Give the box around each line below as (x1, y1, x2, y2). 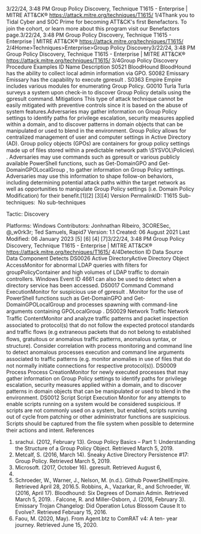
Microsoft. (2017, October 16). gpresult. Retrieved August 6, (14, 464, 162, 471)
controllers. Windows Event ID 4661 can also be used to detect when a (6, 276, 181, 282)
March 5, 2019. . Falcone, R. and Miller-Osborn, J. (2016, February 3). (14, 496, 186, 503)
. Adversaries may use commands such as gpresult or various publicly (6, 153, 180, 160)
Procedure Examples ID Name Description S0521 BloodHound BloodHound (6, 63, 191, 70)
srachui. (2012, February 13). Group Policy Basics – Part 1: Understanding (14, 438, 196, 445)
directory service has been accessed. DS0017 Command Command (6, 282, 174, 289)
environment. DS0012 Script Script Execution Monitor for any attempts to (6, 394, 187, 401)
